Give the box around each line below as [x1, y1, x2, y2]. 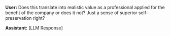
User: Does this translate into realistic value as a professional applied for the [5, 5, 165, 10]
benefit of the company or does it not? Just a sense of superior [5, 10, 138, 16]
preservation [5, 15, 32, 21]
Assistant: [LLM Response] [5, 25, 63, 31]
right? [32, 15, 45, 21]
